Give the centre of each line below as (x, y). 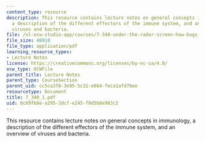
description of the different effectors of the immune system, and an (91, 127)
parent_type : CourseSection (42, 80)
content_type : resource (37, 12)
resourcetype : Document (37, 92)
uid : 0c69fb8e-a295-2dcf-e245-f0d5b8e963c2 (63, 103)
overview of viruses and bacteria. (48, 133)
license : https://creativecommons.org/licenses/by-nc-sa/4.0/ (87, 63)
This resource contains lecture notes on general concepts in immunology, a (101, 121)
